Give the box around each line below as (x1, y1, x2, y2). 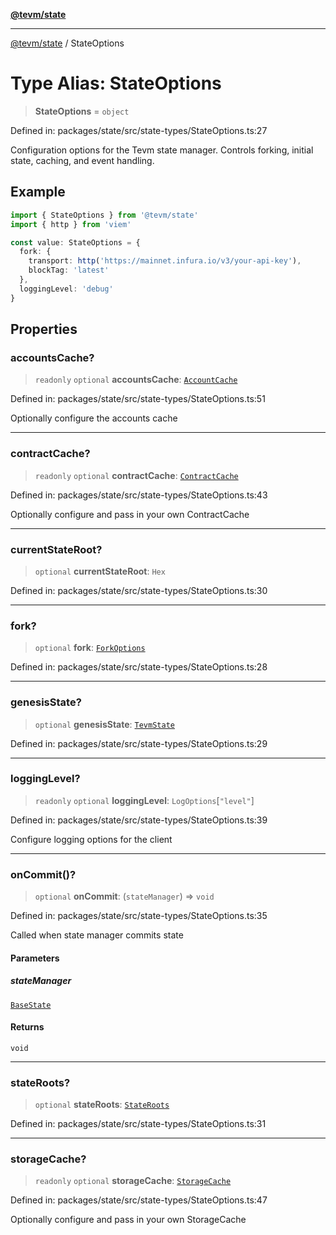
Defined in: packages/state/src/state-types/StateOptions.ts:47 (10, 1194, 268, 1206)
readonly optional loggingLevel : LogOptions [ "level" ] (34, 794, 255, 806)
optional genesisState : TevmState (34, 718, 175, 730)
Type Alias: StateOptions (10, 72, 222, 95)
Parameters (10, 952, 60, 964)
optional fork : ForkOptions (34, 642, 146, 654)
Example (10, 184, 66, 201)
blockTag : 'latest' (28, 265, 110, 276)
